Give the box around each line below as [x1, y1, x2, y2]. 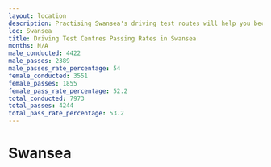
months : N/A [8, 42, 48, 50]
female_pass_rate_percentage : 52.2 [8, 86, 128, 95]
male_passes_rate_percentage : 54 [8, 65, 121, 73]
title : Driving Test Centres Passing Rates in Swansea [8, 34, 197, 43]
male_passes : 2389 [8, 57, 70, 65]
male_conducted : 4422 [8, 49, 81, 57]
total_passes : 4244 [8, 102, 74, 110]
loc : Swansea [8, 27, 52, 35]
